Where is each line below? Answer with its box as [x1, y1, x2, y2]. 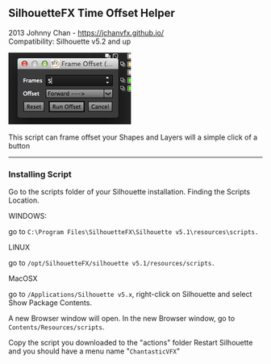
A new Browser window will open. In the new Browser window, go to [8, 314, 236, 324]
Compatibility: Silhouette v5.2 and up [8, 36, 131, 46]
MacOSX [8, 274, 38, 283]
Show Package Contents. [8, 298, 93, 308]
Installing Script [8, 169, 73, 180]
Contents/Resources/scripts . [8, 322, 105, 332]
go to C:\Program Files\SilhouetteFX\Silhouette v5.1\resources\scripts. [8, 227, 259, 236]
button [8, 140, 31, 150]
